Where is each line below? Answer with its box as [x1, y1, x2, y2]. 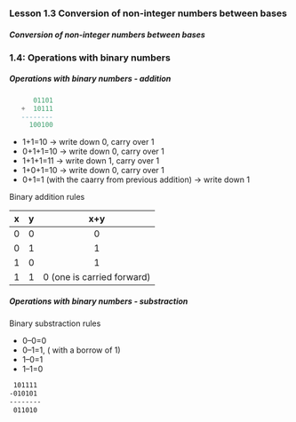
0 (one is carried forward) [43, 271, 151, 283]
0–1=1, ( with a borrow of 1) [21, 345, 122, 355]
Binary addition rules [9, 192, 85, 203]
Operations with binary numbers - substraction [9, 296, 188, 307]
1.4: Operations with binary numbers [9, 52, 171, 64]
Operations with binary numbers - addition [9, 74, 172, 84]
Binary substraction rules [9, 318, 101, 329]
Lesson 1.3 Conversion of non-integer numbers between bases [9, 7, 287, 20]
